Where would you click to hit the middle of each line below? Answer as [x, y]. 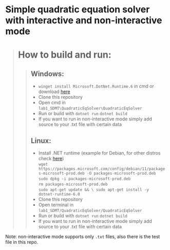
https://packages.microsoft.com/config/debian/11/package [102, 169]
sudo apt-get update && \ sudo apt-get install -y [94, 190]
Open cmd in [52, 103]
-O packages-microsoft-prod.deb [121, 173]
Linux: [41, 141]
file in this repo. [22, 242]
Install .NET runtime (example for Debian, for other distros [99, 153]
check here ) [51, 158]
